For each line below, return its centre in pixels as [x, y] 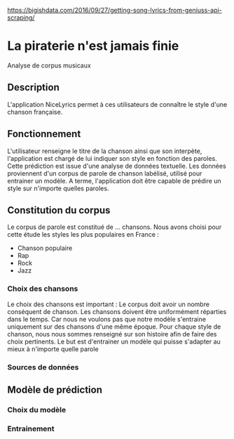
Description [33, 87]
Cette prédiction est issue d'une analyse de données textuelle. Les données [117, 166]
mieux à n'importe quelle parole [53, 349]
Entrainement [31, 428]
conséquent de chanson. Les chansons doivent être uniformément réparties [117, 311]
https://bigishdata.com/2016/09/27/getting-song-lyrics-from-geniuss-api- [115, 10]
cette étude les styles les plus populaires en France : [83, 235]
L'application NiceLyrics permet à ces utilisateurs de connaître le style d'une [117, 104]
